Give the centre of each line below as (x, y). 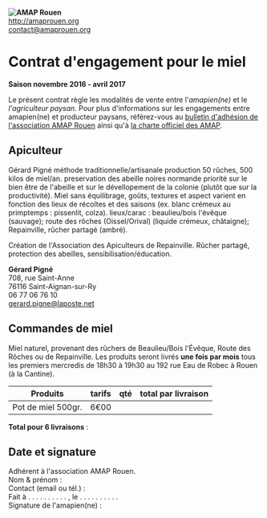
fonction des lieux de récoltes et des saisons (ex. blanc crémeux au (119, 204)
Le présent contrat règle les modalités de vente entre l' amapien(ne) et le (128, 100)
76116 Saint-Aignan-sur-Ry (53, 286)
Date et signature (52, 452)
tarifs (101, 394)
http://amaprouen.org (44, 21)
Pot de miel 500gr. (47, 407)
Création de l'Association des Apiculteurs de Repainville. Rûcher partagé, (129, 245)
